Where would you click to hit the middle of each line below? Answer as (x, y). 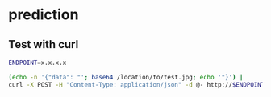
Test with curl (44, 44)
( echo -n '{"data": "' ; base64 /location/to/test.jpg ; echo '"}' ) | (126, 77)
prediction (44, 15)
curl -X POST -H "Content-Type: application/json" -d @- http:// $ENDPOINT (137, 85)
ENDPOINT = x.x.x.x (38, 63)
